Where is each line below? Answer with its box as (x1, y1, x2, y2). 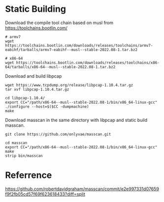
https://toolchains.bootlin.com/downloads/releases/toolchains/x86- (16, 60, 160, 65)
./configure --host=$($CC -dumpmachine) (5, 104, 90, 109)
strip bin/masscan (5, 153, 43, 158)
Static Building (5, 3, 66, 15)
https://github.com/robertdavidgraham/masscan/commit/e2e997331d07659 (5, 186, 159, 192)
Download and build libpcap (5, 73, 62, 79)
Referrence (5, 170, 52, 181)
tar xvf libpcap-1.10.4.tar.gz (5, 87, 69, 92)
